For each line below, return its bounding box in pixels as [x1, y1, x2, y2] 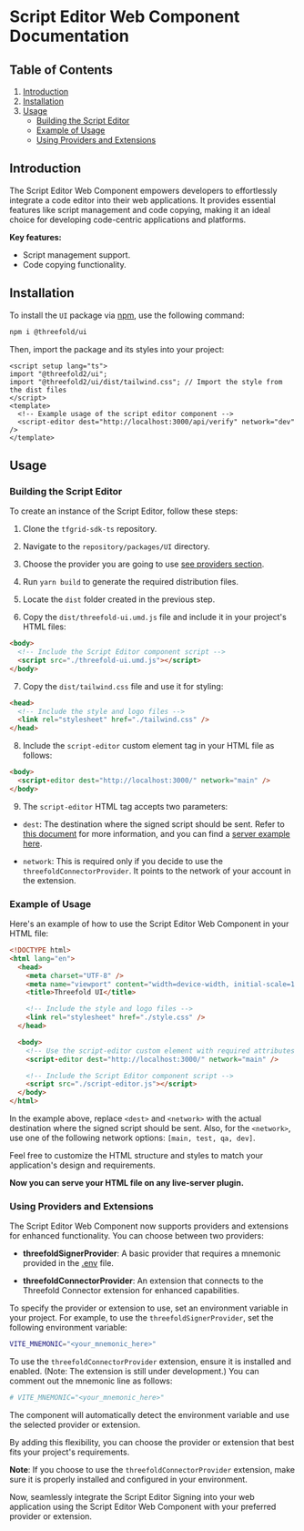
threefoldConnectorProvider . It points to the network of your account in [22, 865, 291, 876]
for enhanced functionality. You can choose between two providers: [9, 1230, 264, 1241]
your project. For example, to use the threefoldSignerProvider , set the [9, 1312, 274, 1323]
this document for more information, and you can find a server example [22, 828, 291, 839]
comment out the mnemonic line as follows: [9, 1375, 173, 1386]
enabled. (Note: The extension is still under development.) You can [9, 1366, 259, 1377]
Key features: [9, 231, 62, 242]
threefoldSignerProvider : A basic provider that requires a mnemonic [22, 1248, 281, 1259]
